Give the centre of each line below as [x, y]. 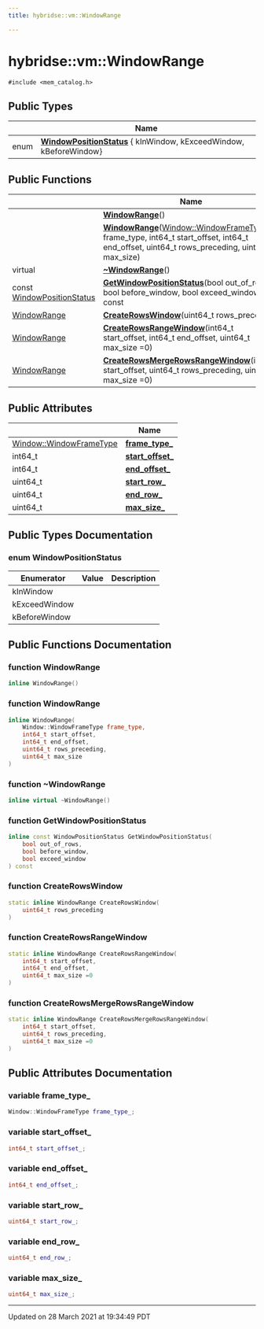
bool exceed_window [54, 858]
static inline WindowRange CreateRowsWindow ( [84, 903]
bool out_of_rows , [52, 844]
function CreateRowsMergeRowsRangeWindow [101, 1003]
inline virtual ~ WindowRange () [59, 800]
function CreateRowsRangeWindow [78, 937]
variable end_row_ [44, 1242]
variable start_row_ [46, 1205]
